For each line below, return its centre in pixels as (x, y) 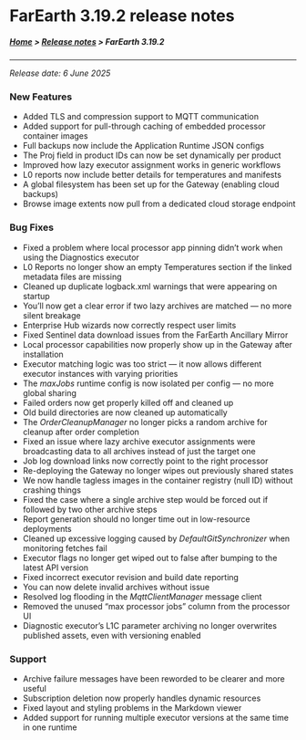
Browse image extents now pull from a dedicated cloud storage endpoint (159, 204)
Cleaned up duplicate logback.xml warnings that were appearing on (150, 286)
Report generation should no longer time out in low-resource (136, 519)
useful (35, 689)
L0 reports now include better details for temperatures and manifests (152, 175)
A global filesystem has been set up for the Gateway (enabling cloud (151, 184)
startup (36, 296)
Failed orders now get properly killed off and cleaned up (128, 402)
